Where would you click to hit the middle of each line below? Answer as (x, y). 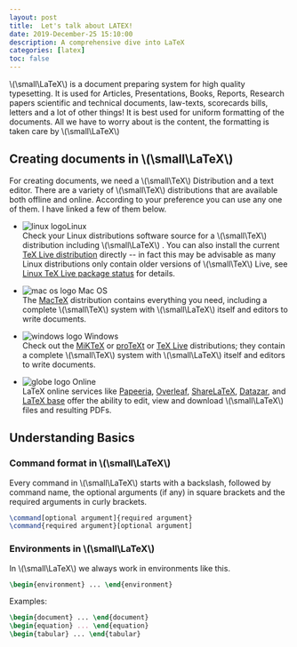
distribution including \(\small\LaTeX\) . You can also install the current (151, 244)
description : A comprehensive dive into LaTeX (97, 42)
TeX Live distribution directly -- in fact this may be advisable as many (149, 254)
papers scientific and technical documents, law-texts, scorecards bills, (139, 103)
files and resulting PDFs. (67, 410)
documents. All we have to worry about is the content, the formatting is (139, 122)
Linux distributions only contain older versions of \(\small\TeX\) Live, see (155, 264)
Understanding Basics (72, 438)
